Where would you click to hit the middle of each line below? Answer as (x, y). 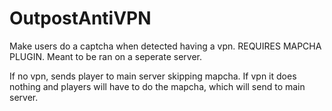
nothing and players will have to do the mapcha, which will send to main (157, 86)
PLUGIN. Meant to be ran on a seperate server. (105, 56)
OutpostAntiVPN (80, 18)
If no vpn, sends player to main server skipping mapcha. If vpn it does (153, 76)
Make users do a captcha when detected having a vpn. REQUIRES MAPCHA (165, 46)
